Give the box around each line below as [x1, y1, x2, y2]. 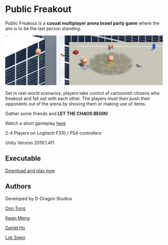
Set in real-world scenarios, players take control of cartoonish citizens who [5, 90, 160, 96]
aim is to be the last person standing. [5, 25, 81, 31]
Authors [5, 182, 31, 191]
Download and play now [5, 167, 55, 174]
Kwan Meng [5, 215, 30, 221]
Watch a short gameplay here [5, 120, 66, 126]
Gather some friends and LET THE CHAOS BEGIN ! [5, 110, 108, 116]
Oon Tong [5, 205, 26, 211]
